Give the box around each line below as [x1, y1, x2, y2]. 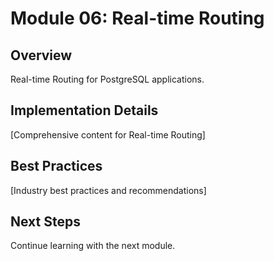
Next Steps [10, 213, 81, 231]
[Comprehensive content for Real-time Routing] [10, 128, 206, 141]
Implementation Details [10, 102, 159, 119]
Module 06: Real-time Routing [10, 7, 265, 30]
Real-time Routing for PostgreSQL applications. [10, 73, 205, 85]
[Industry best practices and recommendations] [10, 184, 207, 196]
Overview [10, 47, 73, 64]
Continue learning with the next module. [10, 240, 176, 252]
